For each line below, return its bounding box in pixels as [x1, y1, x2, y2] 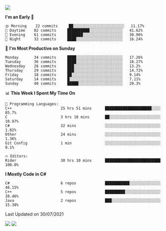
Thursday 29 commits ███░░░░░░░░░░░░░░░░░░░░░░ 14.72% [5, 68, 143, 73]
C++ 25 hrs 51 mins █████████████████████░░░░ [5, 106, 161, 111]
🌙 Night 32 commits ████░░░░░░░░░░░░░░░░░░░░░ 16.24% [5, 37, 143, 42]
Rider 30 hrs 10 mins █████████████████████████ [5, 158, 161, 163]
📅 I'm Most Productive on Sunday [5, 45, 75, 51]
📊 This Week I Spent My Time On [5, 90, 75, 96]
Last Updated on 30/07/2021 [5, 211, 64, 217]
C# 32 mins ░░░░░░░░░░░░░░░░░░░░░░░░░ [5, 123, 161, 128]
